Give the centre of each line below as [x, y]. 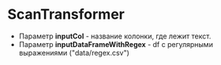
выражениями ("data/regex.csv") [74, 52]
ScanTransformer [66, 14]
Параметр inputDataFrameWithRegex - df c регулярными [116, 44]
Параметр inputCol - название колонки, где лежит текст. [115, 36]
